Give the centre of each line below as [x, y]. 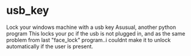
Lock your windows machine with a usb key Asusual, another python [91, 27]
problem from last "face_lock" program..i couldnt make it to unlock [89, 40]
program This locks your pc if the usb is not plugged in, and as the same [96, 33]
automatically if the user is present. [50, 46]
